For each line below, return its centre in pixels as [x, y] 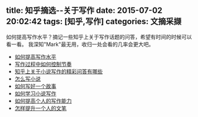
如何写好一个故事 [35, 86]
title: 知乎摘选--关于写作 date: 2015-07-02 [84, 11]
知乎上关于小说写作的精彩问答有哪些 [59, 71]
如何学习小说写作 [35, 93]
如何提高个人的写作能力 [43, 101]
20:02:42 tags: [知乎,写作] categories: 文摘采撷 [94, 21]
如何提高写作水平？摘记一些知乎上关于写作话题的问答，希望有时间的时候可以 [99, 36]
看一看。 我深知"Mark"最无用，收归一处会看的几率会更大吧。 [80, 44]
